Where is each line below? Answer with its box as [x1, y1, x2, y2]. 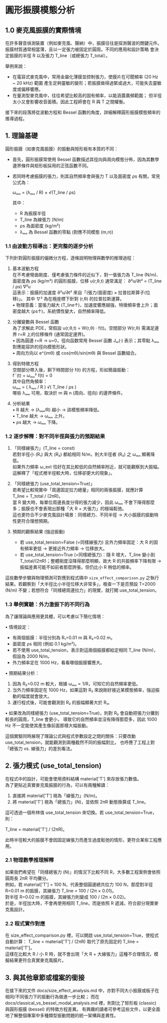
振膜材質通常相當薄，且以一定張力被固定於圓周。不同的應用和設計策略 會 [5, 46, 155, 52]
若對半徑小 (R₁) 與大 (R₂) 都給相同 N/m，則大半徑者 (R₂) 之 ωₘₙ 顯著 [12, 451, 151, 457]
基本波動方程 [12, 265, 39, 272]
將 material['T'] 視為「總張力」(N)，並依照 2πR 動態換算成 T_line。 [12, 799, 149, 805]
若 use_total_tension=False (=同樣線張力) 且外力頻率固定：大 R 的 [19, 539, 154, 545]
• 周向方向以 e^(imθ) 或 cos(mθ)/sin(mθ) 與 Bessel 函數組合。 [12, 350, 139, 356]
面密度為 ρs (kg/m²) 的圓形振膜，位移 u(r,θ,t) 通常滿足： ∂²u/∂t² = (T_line [12, 278, 162, 284]
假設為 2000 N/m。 [12, 653, 52, 659]
